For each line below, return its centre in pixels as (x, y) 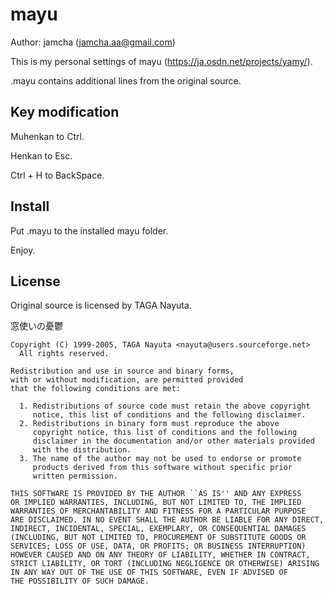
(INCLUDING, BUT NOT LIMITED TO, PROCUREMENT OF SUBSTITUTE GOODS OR (158, 538)
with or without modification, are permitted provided (127, 380)
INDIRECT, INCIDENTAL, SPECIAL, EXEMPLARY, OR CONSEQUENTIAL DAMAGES (158, 529)
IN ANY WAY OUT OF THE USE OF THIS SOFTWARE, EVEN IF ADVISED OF (149, 573)
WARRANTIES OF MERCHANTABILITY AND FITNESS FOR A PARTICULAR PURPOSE (158, 511)
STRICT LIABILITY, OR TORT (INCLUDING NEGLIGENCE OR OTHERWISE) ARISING (165, 564)
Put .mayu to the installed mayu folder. (89, 230)
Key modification (65, 112)
